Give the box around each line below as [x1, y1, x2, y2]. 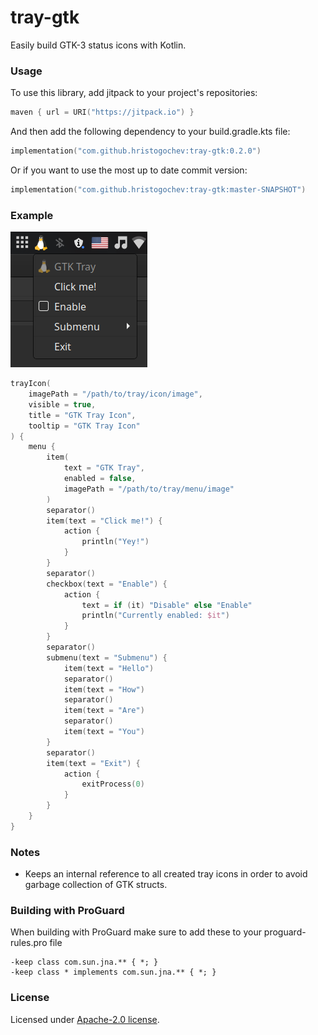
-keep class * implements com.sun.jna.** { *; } [10, 967, 217, 978]
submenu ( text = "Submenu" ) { [46, 652, 168, 663]
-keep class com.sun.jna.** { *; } [10, 957, 159, 968]
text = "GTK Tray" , [63, 463, 145, 473]
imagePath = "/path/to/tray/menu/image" [63, 484, 235, 494]
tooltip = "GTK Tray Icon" [28, 421, 141, 431]
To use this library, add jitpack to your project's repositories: [10, 87, 258, 99]
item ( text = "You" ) [63, 727, 145, 737]
